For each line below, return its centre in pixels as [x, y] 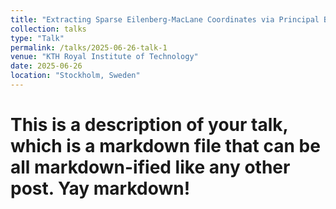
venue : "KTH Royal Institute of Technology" [104, 57]
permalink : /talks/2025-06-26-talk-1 [89, 47]
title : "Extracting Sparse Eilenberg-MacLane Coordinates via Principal [165, 19]
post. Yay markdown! [100, 188]
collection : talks [48, 29]
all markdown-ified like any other [150, 167]
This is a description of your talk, [149, 125]
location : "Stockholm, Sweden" [75, 76]
